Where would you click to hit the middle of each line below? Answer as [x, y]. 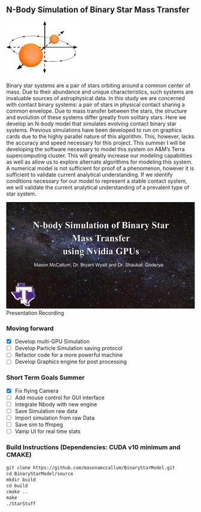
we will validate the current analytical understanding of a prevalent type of [98, 188]
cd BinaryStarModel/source [40, 474]
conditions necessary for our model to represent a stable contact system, [97, 181]
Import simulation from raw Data [54, 418]
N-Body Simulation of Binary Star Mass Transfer [98, 10]
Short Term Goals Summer [45, 378]
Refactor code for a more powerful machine [69, 355]
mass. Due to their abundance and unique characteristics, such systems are [100, 92]
